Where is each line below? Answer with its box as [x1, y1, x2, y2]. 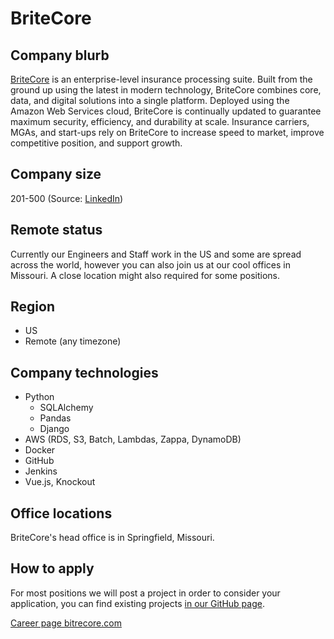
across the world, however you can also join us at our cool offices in [10, 258, 291, 271]
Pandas [39, 412, 72, 424]
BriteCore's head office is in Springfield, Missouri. [10, 532, 215, 544]
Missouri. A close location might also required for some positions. [10, 269, 280, 281]
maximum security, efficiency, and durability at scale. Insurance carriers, [10, 116, 310, 127]
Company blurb [10, 47, 110, 64]
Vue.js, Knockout [24, 476, 96, 488]
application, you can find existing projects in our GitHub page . [10, 597, 265, 609]
